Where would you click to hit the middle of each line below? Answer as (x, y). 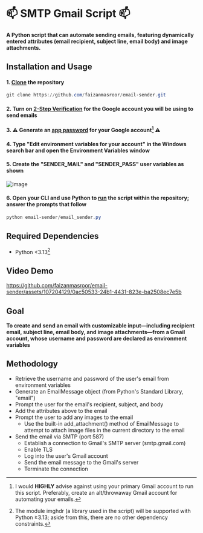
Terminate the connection (56, 469)
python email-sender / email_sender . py (54, 218)
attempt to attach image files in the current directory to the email (104, 430)
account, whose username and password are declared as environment (97, 338)
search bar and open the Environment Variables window (78, 150)
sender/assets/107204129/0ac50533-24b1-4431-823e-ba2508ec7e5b (94, 292)
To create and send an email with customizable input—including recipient (101, 326)
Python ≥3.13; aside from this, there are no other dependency (91, 517)
